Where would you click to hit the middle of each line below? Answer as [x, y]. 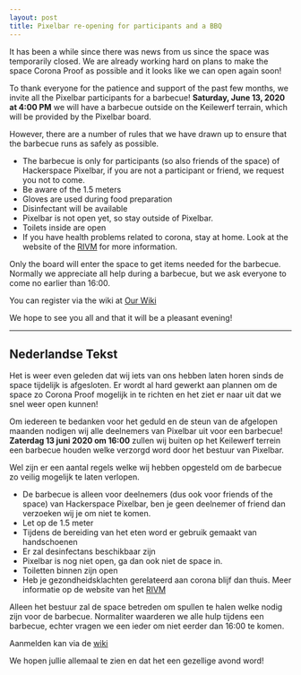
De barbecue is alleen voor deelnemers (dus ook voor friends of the [147, 495]
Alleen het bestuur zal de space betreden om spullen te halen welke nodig [146, 607]
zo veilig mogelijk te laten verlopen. [75, 477]
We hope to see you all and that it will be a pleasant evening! [121, 317]
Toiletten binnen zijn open [70, 571]
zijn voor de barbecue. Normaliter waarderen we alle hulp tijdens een [137, 617]
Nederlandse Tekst [64, 354]
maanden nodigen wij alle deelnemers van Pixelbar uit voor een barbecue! [146, 431]
